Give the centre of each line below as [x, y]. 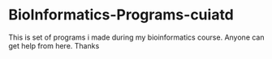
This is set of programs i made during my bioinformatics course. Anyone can [136, 37]
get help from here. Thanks [54, 45]
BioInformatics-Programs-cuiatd [121, 15]
